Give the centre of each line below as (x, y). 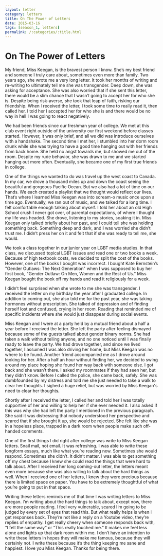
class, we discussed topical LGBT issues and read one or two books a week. (81, 253)
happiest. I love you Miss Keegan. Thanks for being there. (63, 548)
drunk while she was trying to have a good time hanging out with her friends (81, 146)
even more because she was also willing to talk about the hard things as (77, 471)
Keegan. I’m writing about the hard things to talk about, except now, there (79, 502)
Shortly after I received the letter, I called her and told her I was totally (75, 400)
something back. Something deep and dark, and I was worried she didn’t (78, 228)
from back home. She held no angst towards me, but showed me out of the (80, 151)
